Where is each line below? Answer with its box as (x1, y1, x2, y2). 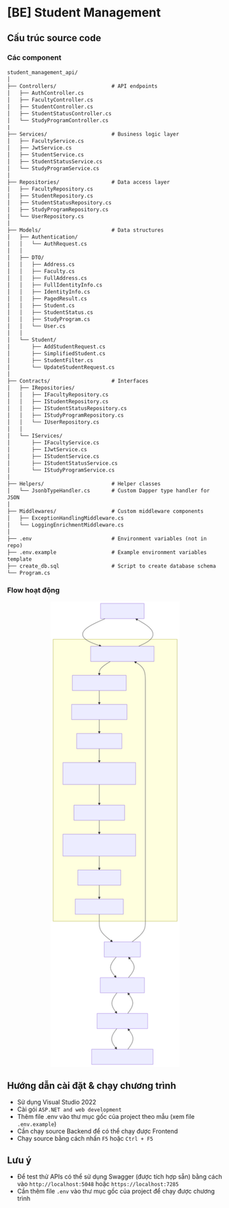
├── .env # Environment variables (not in (7, 535, 207, 542)
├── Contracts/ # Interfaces (7, 377, 149, 385)
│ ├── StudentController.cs (7, 103, 94, 110)
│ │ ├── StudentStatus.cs (7, 309, 94, 316)
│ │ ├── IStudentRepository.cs (7, 398, 109, 405)
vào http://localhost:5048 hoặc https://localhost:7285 (16, 1180, 180, 1188)
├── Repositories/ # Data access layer (7, 178, 170, 186)
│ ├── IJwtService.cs (7, 446, 88, 453)
